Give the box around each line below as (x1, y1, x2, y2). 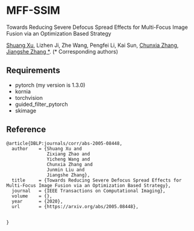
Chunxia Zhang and (46, 161, 93, 167)
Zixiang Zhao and (46, 151, 90, 157)
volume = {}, (11, 193, 52, 199)
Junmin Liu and (46, 167, 85, 173)
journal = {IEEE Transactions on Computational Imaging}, (11, 188, 166, 194)
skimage (14, 106, 37, 114)
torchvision (14, 94, 43, 101)
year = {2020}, (11, 198, 63, 205)
